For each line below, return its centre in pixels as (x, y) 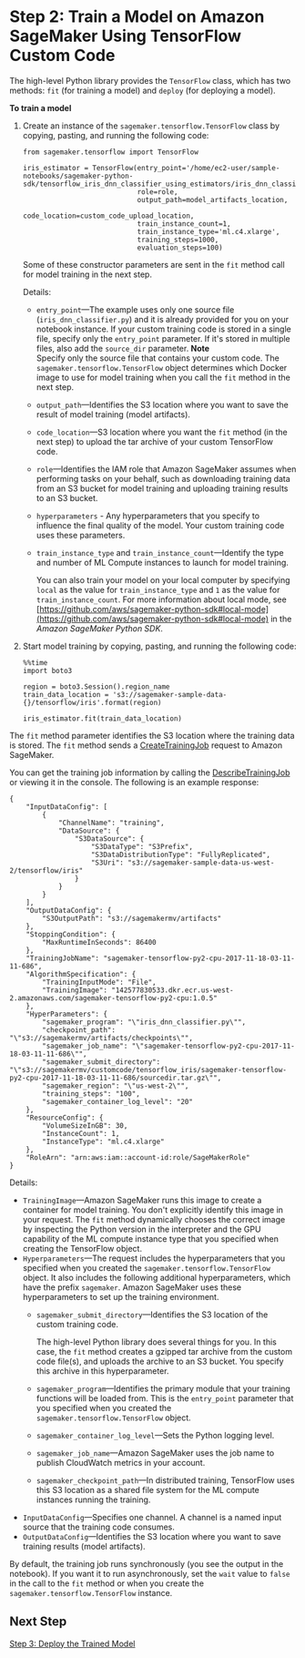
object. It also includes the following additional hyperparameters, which (157, 1277)
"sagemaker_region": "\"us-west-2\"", (116, 1086)
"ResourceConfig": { (65, 1118)
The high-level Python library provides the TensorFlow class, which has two (150, 80)
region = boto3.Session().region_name (96, 686)
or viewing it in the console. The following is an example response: (134, 782)
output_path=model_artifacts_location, (213, 200)
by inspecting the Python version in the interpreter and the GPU (142, 1229)
